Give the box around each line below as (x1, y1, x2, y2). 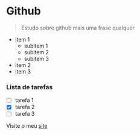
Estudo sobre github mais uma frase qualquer (21, 24, 135, 31)
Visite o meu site (6, 122, 48, 130)
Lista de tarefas (6, 83, 53, 91)
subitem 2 (24, 48, 49, 55)
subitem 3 (24, 55, 49, 62)
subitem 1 (24, 42, 48, 49)
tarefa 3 (14, 110, 35, 118)
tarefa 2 (14, 104, 35, 111)
